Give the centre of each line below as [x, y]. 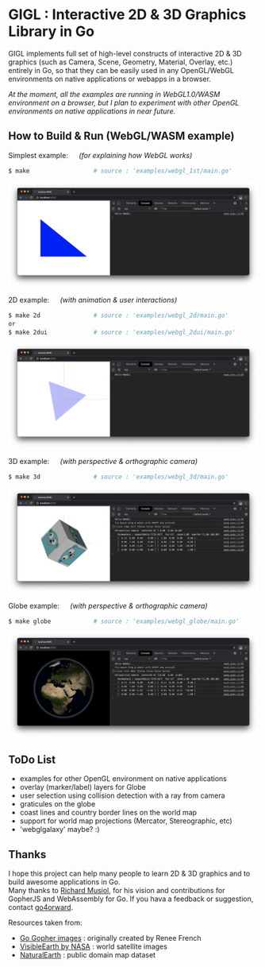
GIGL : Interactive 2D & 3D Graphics [127, 15]
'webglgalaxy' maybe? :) [60, 830]
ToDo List [32, 759]
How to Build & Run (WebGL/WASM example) [121, 136]
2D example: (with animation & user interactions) [93, 300]
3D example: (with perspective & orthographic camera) [103, 461]
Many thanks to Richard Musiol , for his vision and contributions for [117, 891]
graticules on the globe [58, 804]
